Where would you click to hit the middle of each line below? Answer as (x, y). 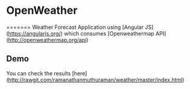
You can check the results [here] (47, 73)
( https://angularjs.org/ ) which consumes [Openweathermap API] (86, 33)
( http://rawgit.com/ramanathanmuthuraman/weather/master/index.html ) (96, 79)
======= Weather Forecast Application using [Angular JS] (80, 27)
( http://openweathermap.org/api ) (47, 40)
